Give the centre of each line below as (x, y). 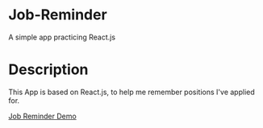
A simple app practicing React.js (62, 37)
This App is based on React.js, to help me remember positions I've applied (132, 92)
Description (48, 70)
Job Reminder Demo (42, 116)
